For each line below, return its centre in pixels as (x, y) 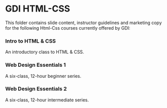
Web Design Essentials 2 (36, 89)
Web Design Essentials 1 (36, 65)
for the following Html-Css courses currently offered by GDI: (68, 28)
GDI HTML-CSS (38, 9)
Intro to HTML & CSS (31, 41)
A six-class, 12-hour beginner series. (43, 76)
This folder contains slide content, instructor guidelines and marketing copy (83, 23)
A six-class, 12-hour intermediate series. (47, 100)
